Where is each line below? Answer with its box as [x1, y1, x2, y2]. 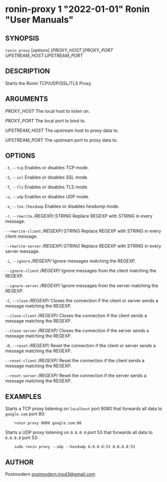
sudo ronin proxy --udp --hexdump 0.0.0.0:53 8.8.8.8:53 [14, 445, 135, 450]
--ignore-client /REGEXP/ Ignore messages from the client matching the [5, 268, 156, 274]
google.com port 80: [5, 411, 46, 417]
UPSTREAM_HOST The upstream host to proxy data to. [5, 127, 119, 133]
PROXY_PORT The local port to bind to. [5, 117, 86, 123]
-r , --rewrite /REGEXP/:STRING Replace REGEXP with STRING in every [5, 213, 152, 219]
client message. [5, 233, 38, 239]
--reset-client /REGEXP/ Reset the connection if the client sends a [5, 358, 145, 364]
